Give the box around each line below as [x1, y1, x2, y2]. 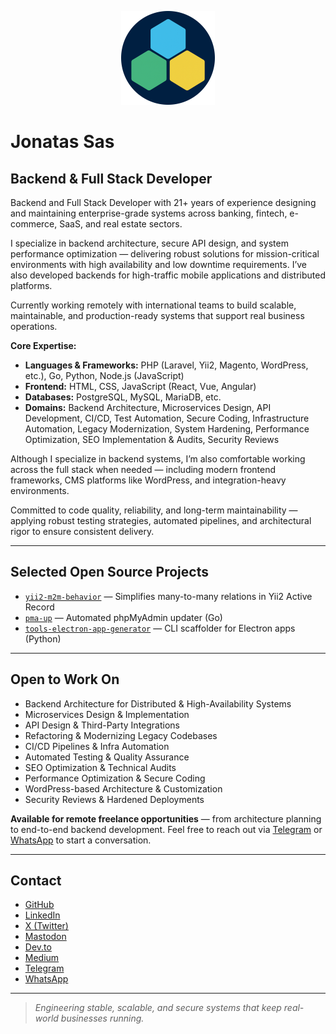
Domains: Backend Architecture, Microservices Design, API [24, 402, 272, 413]
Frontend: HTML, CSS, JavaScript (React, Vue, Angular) [24, 381, 257, 392]
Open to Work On [10, 671, 120, 688]
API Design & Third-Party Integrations [24, 719, 180, 731]
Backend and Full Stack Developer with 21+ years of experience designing [10, 197, 317, 208]
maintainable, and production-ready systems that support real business [10, 310, 305, 321]
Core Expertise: [10, 340, 77, 351]
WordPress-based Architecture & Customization [24, 782, 223, 795]
